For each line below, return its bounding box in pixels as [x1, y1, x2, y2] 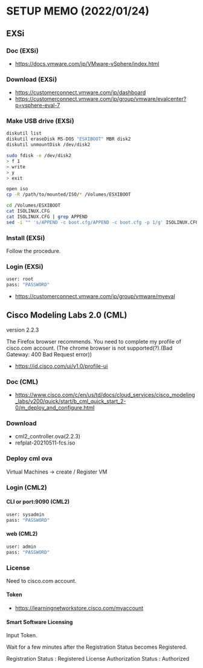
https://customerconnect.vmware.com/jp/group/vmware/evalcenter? [14, 95, 187, 103]
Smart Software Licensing [6, 618, 73, 626]
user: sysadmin [6, 512, 45, 518]
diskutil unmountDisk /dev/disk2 [6, 142, 91, 148]
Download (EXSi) [6, 75, 57, 83]
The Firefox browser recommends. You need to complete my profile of [6, 338, 181, 345]
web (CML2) [6, 530, 38, 538]
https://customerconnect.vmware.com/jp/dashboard [14, 89, 146, 96]
